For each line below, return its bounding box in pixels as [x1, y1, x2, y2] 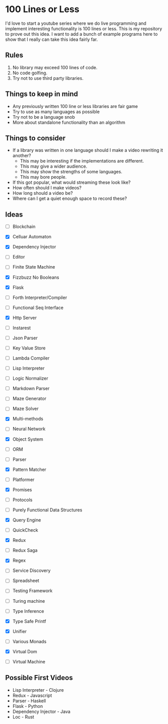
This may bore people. [20, 174, 67, 180]
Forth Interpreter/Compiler [12, 294, 67, 300]
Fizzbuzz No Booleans [12, 274, 59, 280]
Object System [12, 436, 44, 442]
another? [12, 152, 31, 159]
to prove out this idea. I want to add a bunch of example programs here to [5, 31, 158, 37]
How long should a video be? [12, 190, 73, 196]
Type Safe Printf [12, 618, 46, 624]
